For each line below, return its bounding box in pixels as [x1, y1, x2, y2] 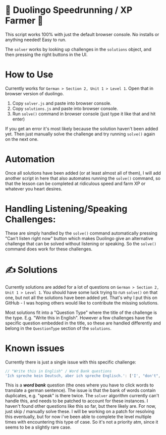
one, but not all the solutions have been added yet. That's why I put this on [5, 295, 158, 301]
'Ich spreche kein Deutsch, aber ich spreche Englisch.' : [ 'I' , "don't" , [5, 373, 161, 378]
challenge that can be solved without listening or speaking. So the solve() [5, 241, 157, 247]
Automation [5, 154, 55, 165]
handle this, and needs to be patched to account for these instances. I [5, 398, 148, 404]
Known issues [5, 342, 64, 354]
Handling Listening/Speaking [5, 203, 128, 214]
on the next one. [5, 136, 39, 142]
